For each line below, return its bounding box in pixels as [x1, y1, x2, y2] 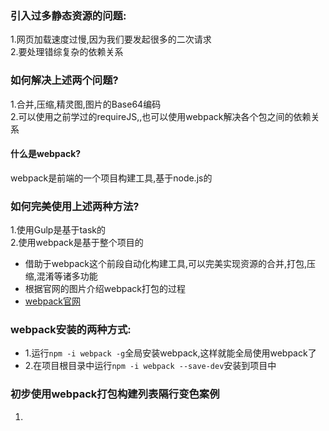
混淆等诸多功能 [36, 270, 98, 282]
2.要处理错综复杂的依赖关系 [10, 46, 124, 58]
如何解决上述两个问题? [10, 73, 119, 87]
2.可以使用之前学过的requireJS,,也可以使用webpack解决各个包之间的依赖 [10, 110, 312, 122]
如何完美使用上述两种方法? [10, 199, 140, 213]
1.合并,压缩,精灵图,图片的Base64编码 [10, 98, 162, 110]
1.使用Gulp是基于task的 [10, 224, 106, 236]
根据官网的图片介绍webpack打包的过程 [24, 283, 186, 295]
